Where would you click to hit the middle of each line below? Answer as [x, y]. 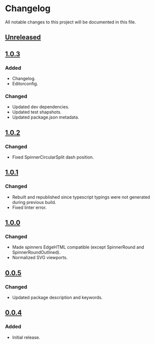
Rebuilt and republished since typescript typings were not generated [81, 197]
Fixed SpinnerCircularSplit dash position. [53, 157]
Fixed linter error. [29, 207]
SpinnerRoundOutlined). [36, 252]
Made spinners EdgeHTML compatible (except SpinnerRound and [78, 247]
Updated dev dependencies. [41, 107]
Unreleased [23, 37]
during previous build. [34, 202]
